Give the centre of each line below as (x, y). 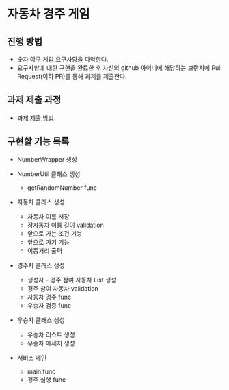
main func (41, 371)
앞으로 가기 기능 (48, 242)
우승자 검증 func (49, 305)
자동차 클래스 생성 (41, 202)
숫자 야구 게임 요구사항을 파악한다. (63, 59)
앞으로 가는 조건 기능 (55, 233)
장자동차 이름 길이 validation (65, 225)
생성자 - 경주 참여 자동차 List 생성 (72, 280)
